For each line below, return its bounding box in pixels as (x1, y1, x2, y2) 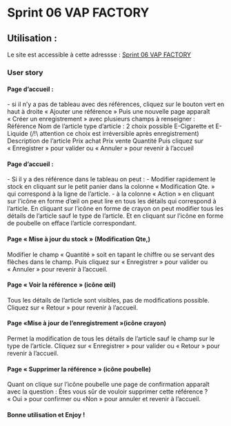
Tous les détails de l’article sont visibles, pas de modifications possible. (7, 296, 210, 304)
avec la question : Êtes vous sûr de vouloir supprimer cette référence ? (7, 387, 208, 396)
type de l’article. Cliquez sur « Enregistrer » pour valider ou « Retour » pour (7, 341, 221, 349)
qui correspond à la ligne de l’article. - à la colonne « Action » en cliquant (7, 190, 215, 198)
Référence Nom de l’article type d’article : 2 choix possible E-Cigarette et (7, 122, 214, 130)
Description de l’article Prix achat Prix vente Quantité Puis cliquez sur (7, 136, 203, 145)
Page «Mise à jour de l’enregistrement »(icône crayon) (7, 319, 167, 327)
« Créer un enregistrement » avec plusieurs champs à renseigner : (7, 115, 195, 123)
